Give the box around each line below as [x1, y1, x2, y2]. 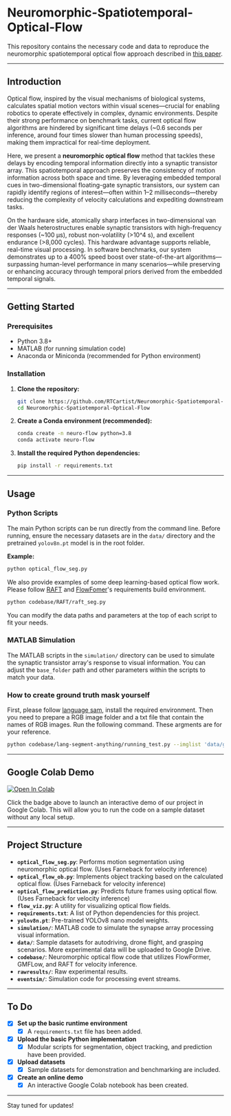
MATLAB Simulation [7, 635, 76, 645]
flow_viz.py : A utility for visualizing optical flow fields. [16, 901, 171, 909]
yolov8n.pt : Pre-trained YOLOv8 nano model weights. [16, 916, 170, 924]
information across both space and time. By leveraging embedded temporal [7, 173, 221, 182]
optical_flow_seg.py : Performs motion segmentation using [16, 857, 184, 865]
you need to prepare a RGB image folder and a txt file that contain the [7, 713, 204, 722]
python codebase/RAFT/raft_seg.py [7, 598, 107, 605]
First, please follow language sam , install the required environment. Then [7, 706, 213, 714]
